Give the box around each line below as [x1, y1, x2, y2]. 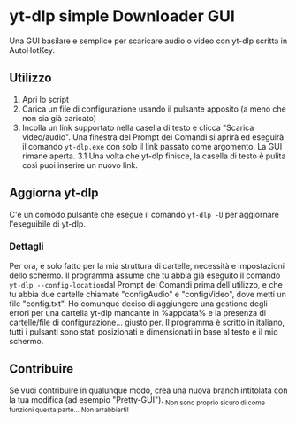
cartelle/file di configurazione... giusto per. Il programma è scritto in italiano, [9, 317, 285, 327]
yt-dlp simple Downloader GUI [9, 6, 236, 27]
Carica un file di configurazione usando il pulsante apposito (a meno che [21, 104, 287, 114]
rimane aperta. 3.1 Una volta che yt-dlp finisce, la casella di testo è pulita [21, 150, 286, 161]
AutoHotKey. [9, 44, 56, 55]
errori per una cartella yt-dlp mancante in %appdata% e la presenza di [9, 307, 267, 318]
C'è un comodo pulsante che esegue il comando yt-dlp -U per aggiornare [9, 209, 280, 219]
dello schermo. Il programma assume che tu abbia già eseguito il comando [9, 270, 281, 281]
